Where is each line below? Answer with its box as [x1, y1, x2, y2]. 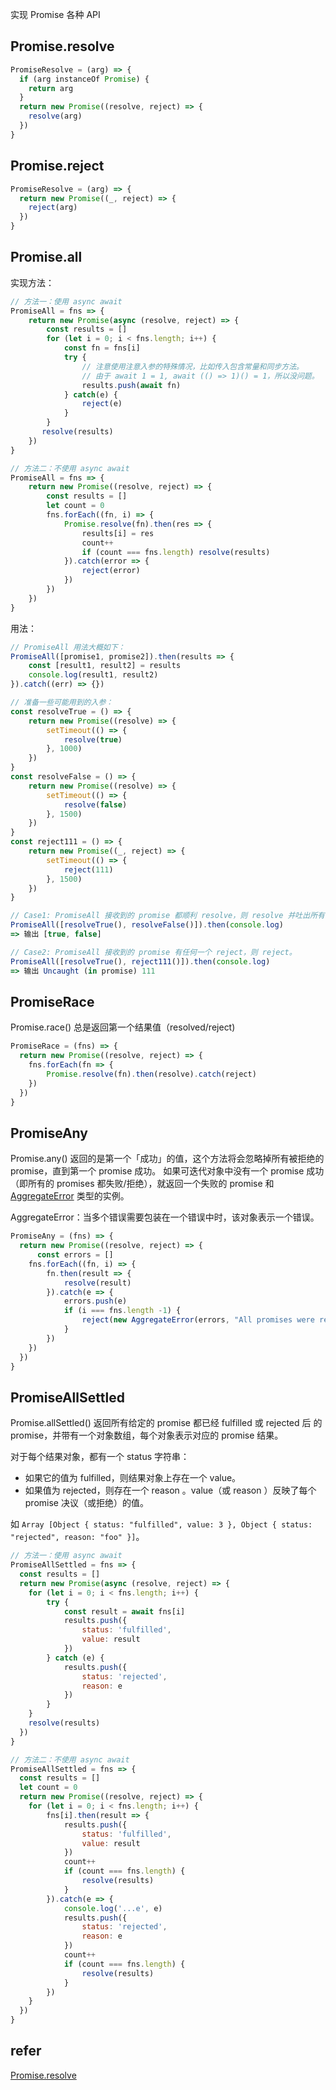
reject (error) [81, 566, 141, 576]
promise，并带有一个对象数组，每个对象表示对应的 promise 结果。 [10, 1429, 284, 1442]
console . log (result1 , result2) [28, 670, 159, 680]
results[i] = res [81, 528, 155, 538]
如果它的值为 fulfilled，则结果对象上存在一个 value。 [24, 1472, 242, 1484]
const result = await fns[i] [63, 1606, 186, 1617]
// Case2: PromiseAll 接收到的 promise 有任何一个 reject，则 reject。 [10, 947, 297, 957]
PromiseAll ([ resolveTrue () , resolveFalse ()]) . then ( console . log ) [10, 920, 284, 930]
